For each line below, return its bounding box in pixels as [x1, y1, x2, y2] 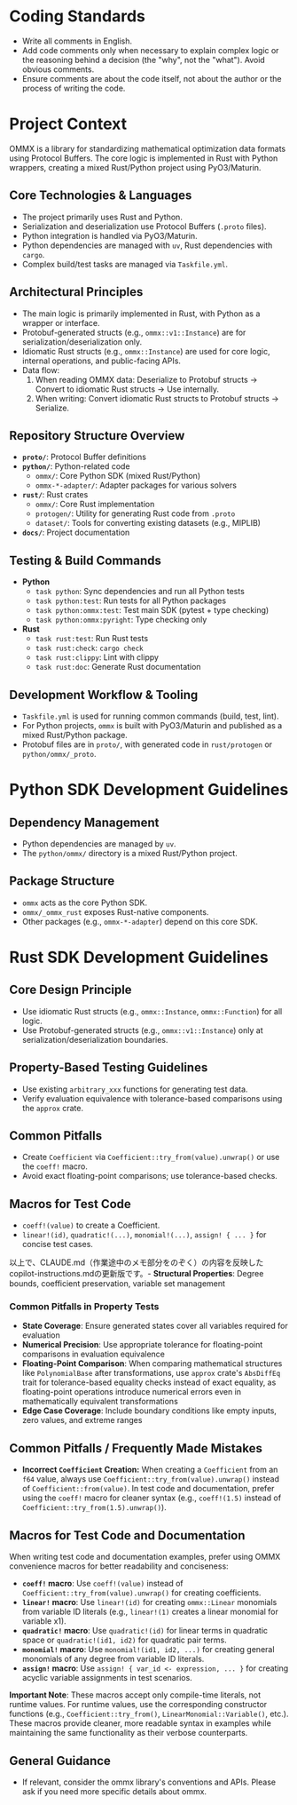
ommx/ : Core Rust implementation [35, 499, 155, 510]
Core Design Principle [9, 982, 132, 998]
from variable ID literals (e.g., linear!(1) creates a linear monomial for [21, 1606, 279, 1618]
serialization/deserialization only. [21, 336, 143, 347]
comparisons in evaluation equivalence [21, 1348, 166, 1360]
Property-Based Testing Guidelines [9, 1060, 208, 1076]
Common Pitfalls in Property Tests [9, 1300, 160, 1313]
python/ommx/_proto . [21, 748, 97, 759]
